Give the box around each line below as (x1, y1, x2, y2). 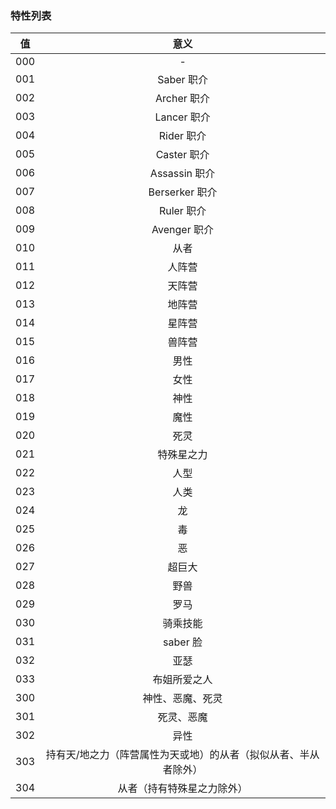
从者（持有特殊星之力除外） (117, 782, 248, 796)
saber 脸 (163, 635, 203, 649)
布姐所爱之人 (152, 673, 213, 687)
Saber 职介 (157, 73, 208, 87)
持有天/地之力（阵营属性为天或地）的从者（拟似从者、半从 (45, 748, 320, 762)
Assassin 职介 (149, 167, 216, 181)
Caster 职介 (155, 148, 210, 162)
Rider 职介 (158, 129, 207, 143)
